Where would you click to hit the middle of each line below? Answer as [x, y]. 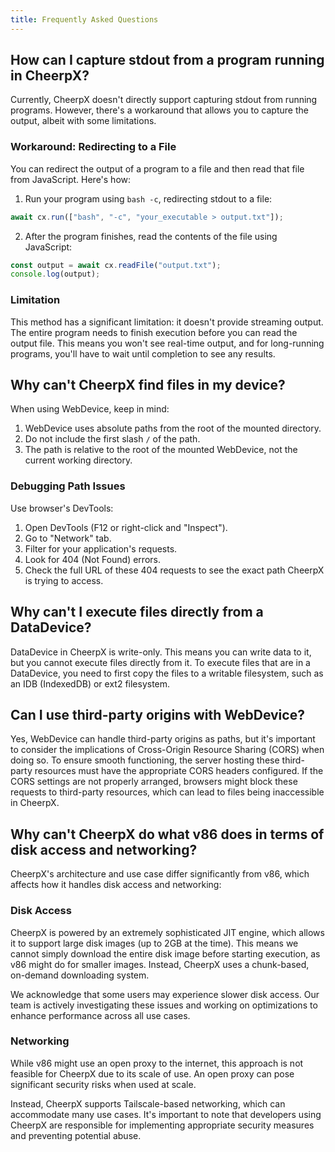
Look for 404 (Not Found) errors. [92, 559]
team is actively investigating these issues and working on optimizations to [164, 1005]
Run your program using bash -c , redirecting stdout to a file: [148, 198]
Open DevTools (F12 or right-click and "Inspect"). [126, 527]
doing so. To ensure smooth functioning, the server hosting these [145, 760]
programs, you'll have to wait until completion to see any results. [143, 353]
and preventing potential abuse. [76, 1135]
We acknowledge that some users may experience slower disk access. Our [165, 994]
